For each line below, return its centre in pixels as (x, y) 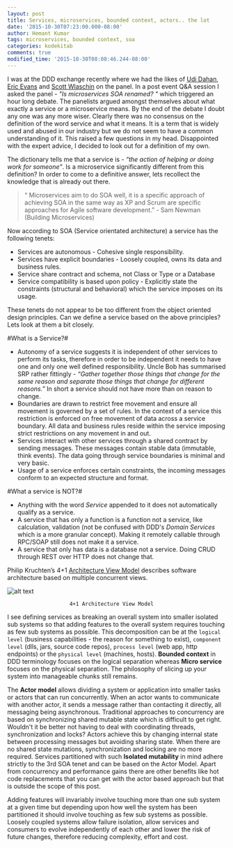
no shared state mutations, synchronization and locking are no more (105, 749)
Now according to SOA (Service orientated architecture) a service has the (113, 230)
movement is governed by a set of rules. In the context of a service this (119, 411)
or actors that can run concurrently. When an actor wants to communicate (113, 697)
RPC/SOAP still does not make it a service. (78, 542)
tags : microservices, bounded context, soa (71, 40)
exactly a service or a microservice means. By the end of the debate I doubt (116, 108)
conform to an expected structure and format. (83, 477)
